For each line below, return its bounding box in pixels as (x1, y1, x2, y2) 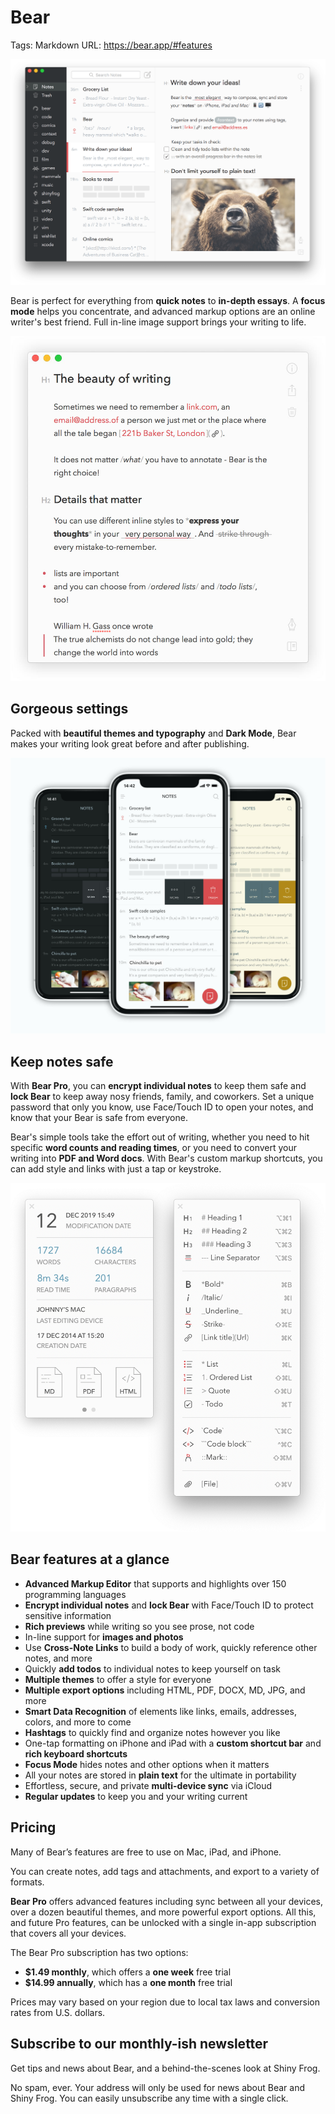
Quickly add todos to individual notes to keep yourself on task (24, 1662, 282, 1675)
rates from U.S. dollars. (10, 2006, 106, 2018)
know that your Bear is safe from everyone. (10, 1112, 188, 1124)
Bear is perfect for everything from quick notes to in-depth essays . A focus (10, 295, 326, 307)
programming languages (24, 1588, 127, 1600)
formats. (10, 1876, 45, 1888)
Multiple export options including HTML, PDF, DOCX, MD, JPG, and (24, 1684, 306, 1696)
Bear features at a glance (10, 1551, 170, 1568)
